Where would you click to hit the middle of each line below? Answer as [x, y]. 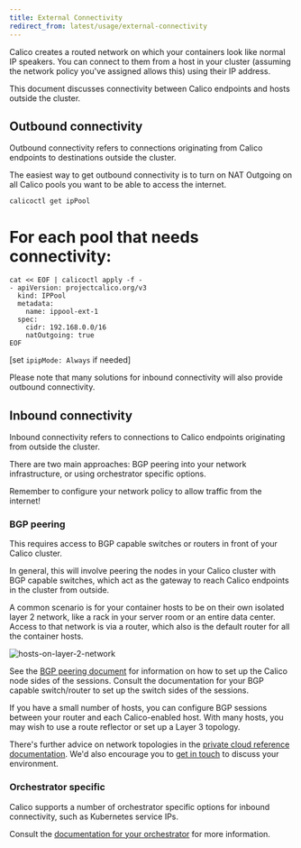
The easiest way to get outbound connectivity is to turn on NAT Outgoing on [151, 175]
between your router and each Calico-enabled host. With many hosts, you [146, 717]
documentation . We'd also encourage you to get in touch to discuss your [144, 754]
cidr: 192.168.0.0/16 [66, 327]
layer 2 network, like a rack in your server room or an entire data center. [142, 617]
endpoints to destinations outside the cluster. [93, 158]
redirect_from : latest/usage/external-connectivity [108, 26]
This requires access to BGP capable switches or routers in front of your [143, 544]
